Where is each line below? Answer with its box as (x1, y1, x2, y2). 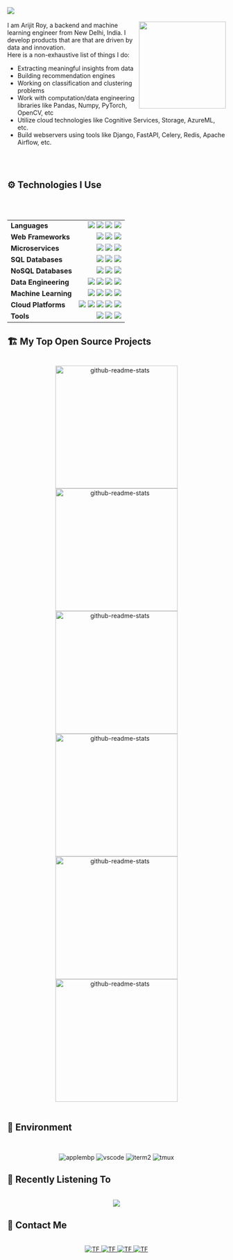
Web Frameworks (10, 232, 71, 242)
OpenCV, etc (17, 109, 54, 117)
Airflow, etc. (17, 139, 52, 146)
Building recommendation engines (17, 72, 116, 79)
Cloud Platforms (10, 299, 66, 309)
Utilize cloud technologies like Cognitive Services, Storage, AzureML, (17, 116, 216, 124)
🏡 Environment (7, 1121, 72, 1133)
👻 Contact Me (7, 1219, 67, 1231)
